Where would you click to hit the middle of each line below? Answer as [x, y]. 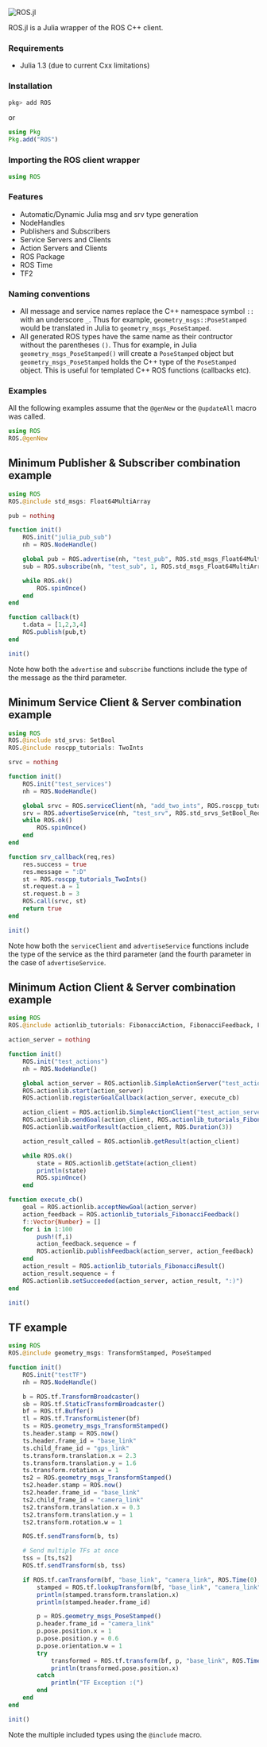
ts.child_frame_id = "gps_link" [76, 1448]
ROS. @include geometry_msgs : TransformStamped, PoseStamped [110, 1353]
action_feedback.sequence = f [87, 1244]
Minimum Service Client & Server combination [125, 703]
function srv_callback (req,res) [62, 857]
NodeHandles [42, 222]
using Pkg [25, 132]
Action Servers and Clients [63, 248]
